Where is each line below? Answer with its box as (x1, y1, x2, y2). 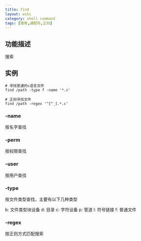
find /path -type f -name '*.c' (5, 87, 70, 92)
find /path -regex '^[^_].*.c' (5, 101, 69, 106)
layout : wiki (5, 12, 32, 17)
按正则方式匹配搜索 (5, 231, 44, 237)
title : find (5, 7, 29, 12)
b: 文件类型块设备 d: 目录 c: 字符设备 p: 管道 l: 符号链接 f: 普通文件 (5, 207, 137, 213)
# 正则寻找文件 (5, 97, 32, 102)
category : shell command (5, 16, 55, 21)
